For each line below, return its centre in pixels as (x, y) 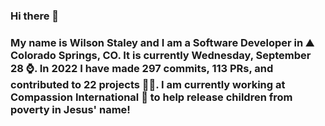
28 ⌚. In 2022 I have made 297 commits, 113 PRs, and (142, 68)
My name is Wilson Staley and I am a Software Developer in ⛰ (162, 42)
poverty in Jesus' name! (70, 109)
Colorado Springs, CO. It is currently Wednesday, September (161, 55)
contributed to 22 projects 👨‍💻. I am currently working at (148, 84)
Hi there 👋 (35, 16)
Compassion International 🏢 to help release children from (151, 97)
